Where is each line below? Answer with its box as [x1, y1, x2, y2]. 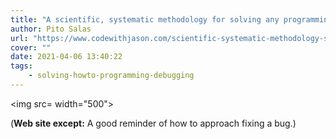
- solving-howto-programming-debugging [28, 71, 195, 81]
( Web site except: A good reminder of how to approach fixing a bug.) [10, 117, 297, 129]
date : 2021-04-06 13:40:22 [10, 52, 123, 62]
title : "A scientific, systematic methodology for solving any [10, 14, 280, 25]
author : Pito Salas [10, 24, 92, 34]
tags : [10, 61, 33, 71]
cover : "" [10, 42, 52, 53]
